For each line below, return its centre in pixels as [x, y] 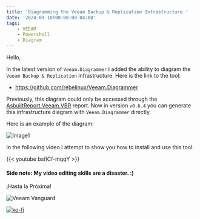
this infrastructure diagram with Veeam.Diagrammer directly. [79, 112]
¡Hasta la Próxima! [29, 186]
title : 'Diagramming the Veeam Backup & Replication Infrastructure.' [97, 12]
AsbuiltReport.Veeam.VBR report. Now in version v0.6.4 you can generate [99, 106]
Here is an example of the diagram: [50, 124]
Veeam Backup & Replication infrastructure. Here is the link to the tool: [94, 76]
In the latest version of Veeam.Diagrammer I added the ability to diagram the [98, 69]
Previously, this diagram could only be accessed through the [82, 99]
